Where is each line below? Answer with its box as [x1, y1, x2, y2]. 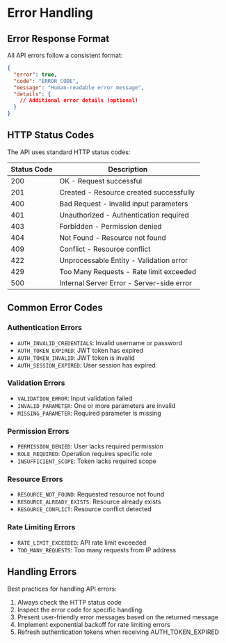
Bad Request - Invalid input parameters [59, 199, 188, 209]
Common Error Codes [7, 302, 103, 314]
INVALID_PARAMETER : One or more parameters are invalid [17, 401, 176, 409]
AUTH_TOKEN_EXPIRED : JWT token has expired [17, 346, 144, 354]
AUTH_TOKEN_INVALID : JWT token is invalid [17, 354, 136, 362]
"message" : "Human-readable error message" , [13, 84, 145, 91]
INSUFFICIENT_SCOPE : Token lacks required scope [17, 457, 156, 465]
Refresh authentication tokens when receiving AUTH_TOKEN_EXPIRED [17, 628, 220, 636]
